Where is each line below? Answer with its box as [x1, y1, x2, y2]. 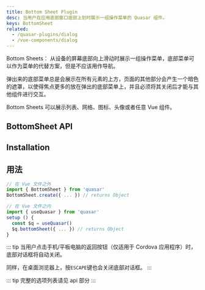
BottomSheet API [6, 121, 73, 132]
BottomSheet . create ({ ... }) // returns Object [6, 193, 130, 199]
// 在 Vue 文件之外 [6, 181, 51, 187]
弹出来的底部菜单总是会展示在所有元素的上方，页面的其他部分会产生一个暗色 [6, 76, 199, 82]
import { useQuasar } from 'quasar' [6, 209, 99, 215]
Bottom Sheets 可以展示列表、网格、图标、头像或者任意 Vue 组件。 [6, 104, 176, 110]
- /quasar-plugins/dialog [12, 32, 78, 38]
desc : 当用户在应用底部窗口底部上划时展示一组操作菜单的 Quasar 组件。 [6, 15, 168, 21]
